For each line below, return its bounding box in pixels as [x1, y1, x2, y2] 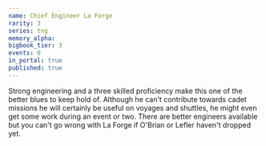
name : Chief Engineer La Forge [8, 11, 113, 20]
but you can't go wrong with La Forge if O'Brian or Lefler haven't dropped [8, 120, 251, 129]
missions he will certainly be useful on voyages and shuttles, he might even [8, 103, 258, 112]
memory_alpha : [8, 34, 56, 43]
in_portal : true [8, 57, 62, 65]
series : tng [8, 26, 48, 34]
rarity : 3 [8, 19, 42, 27]
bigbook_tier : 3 [8, 42, 62, 50]
